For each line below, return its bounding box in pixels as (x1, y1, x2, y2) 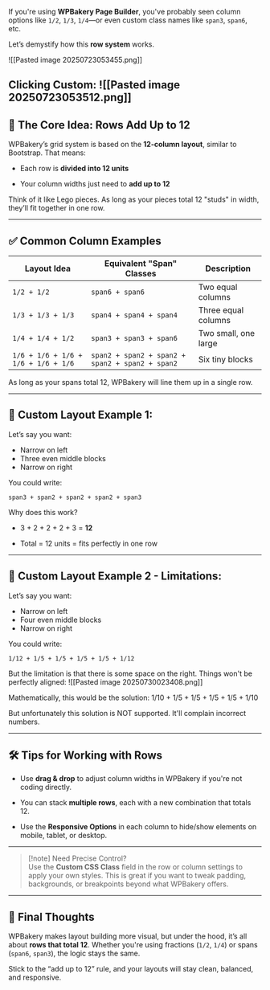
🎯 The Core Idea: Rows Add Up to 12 (8, 118, 190, 132)
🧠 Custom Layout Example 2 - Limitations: (8, 570, 223, 583)
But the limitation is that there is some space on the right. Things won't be (8, 669, 253, 678)
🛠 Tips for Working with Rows (8, 749, 163, 763)
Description (204, 263, 252, 274)
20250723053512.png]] (8, 91, 132, 104)
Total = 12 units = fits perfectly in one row (19, 538, 158, 548)
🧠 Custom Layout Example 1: (8, 408, 153, 422)
